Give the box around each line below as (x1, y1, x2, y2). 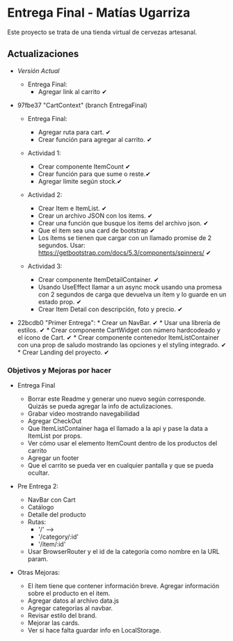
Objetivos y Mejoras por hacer (7, 365, 111, 375)
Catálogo (27, 503, 54, 512)
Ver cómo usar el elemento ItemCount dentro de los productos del (27, 439, 218, 448)
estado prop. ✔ (38, 297, 82, 306)
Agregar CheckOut (27, 417, 82, 425)
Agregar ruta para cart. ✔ (38, 127, 111, 136)
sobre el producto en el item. (27, 589, 111, 598)
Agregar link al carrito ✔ (38, 87, 108, 95)
